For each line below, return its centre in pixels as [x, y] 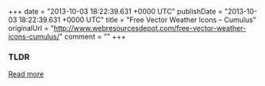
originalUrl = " [31, 28]
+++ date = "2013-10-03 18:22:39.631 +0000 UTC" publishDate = [115, 11]
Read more [26, 74]
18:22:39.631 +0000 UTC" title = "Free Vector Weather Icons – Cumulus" [137, 20]
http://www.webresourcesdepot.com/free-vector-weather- [150, 28]
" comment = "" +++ [93, 36]
